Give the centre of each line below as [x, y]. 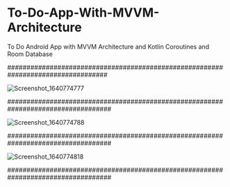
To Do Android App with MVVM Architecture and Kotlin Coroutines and [108, 46]
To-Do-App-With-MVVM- [83, 13]
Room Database [30, 54]
